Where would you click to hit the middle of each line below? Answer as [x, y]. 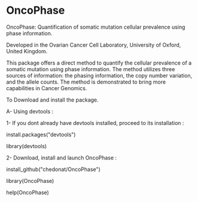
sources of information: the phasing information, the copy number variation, [99, 75]
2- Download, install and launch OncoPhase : [62, 157]
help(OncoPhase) [28, 192]
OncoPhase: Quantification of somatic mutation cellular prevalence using [96, 27]
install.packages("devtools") [41, 134]
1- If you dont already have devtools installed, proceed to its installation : [95, 123]
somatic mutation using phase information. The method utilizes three [91, 69]
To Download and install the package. [52, 100]
